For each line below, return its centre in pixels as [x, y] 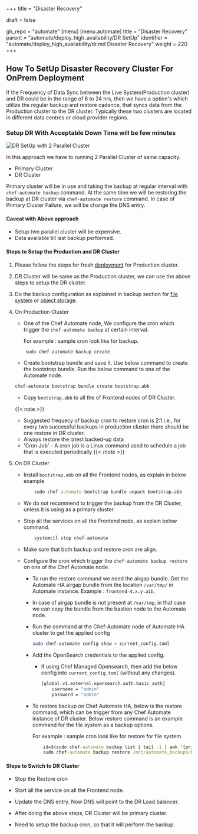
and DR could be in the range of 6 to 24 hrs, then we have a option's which [97, 98]
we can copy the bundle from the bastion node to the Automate [109, 609]
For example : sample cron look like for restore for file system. [107, 736]
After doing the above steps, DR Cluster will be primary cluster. [91, 813]
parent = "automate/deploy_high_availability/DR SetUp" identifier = [87, 38]
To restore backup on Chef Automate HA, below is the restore [107, 706]
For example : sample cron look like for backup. [81, 341]
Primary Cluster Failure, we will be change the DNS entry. [76, 205]
